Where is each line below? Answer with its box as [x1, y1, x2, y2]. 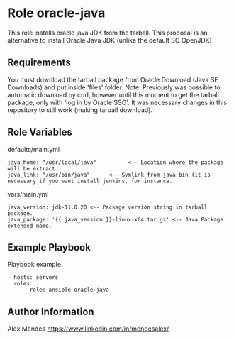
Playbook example [7, 261, 62, 269]
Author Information [7, 305, 94, 317]
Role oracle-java [7, 5, 106, 21]
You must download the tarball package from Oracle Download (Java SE [7, 75, 218, 84]
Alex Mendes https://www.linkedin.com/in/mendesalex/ [7, 324, 169, 333]
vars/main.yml [7, 190, 49, 198]
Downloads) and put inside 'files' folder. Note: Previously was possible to [7, 83, 221, 92]
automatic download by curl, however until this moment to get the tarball [7, 90, 220, 99]
